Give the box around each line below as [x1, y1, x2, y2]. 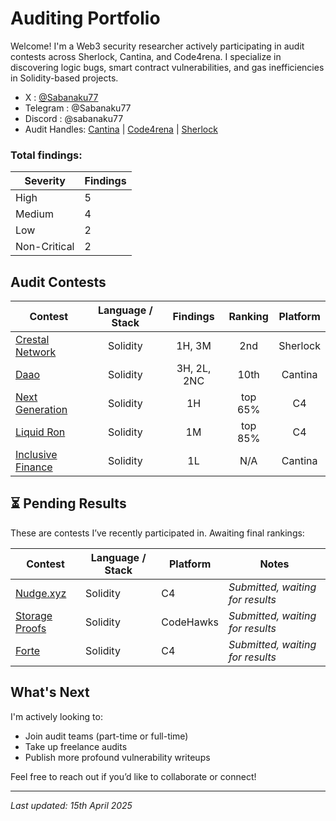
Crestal [15, 333, 50, 347]
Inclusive [15, 448, 58, 462]
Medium [15, 207, 54, 221]
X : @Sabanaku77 [24, 91, 99, 103]
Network [15, 345, 57, 359]
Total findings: [10, 148, 83, 162]
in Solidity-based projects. [10, 72, 119, 84]
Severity [24, 174, 66, 188]
